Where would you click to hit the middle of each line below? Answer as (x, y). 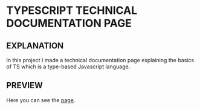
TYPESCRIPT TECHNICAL (72, 11)
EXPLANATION (35, 46)
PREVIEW (25, 86)
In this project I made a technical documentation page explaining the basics (100, 60)
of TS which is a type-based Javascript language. (68, 66)
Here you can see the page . (41, 100)
